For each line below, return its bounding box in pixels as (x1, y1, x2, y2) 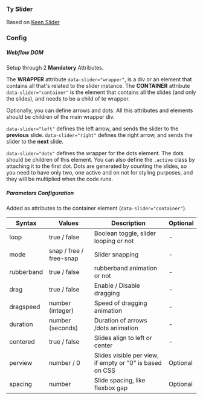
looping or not (94, 237, 134, 245)
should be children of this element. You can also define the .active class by (6, 156, 195, 164)
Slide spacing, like (94, 376, 146, 385)
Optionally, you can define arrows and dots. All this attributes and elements (6, 107, 193, 114)
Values (58, 219, 79, 227)
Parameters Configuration (6, 189, 74, 196)
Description (111, 219, 146, 227)
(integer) (48, 307, 74, 315)
